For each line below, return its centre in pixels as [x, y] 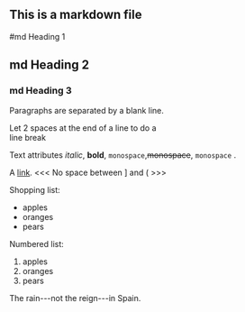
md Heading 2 [50, 65]
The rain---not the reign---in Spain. [75, 298]
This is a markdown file [76, 15]
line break [28, 137]
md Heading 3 [41, 91]
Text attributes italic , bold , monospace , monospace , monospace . [123, 155]
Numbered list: [37, 243]
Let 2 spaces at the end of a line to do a [83, 128]
